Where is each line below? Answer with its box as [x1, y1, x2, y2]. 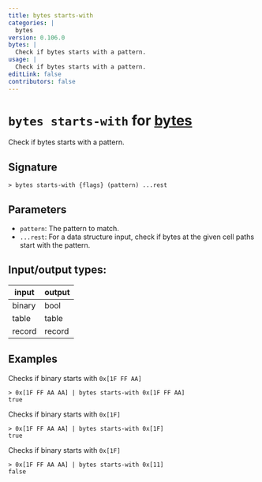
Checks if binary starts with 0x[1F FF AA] [8, 373, 142, 383]
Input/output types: [8, 263, 107, 277]
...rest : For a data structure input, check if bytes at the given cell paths [19, 232, 255, 241]
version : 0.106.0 [8, 33, 65, 42]
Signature [8, 160, 58, 174]
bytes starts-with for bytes [8, 111, 193, 129]
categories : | [8, 19, 55, 27]
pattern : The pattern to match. [19, 224, 120, 234]
